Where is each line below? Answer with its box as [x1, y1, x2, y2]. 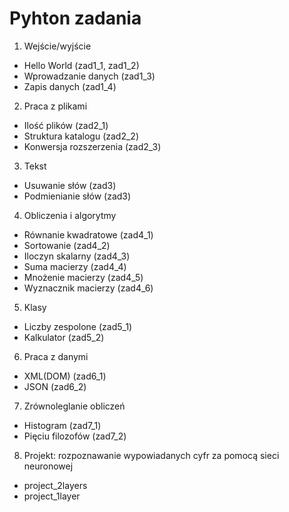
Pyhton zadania [9, 7, 142, 30]
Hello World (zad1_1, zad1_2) [23, 59, 140, 71]
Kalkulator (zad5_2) [23, 331, 105, 343]
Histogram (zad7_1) [23, 419, 102, 431]
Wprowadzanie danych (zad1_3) [23, 70, 156, 82]
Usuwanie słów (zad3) [23, 179, 117, 191]
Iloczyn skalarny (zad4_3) [23, 250, 131, 262]
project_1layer [23, 490, 81, 502]
